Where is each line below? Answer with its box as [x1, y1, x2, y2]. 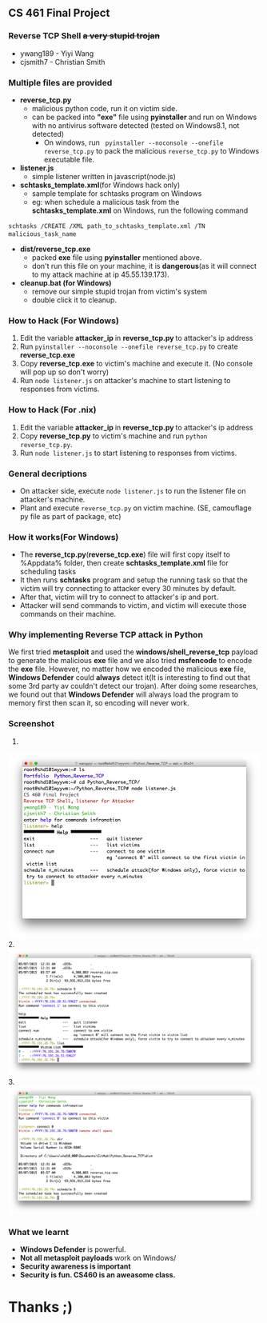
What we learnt [8, 1226, 70, 1237]
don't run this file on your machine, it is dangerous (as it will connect [31, 261, 257, 270]
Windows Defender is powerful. [19, 1245, 126, 1254]
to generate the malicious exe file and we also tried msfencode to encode [8, 656, 253, 665]
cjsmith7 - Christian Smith [19, 57, 106, 66]
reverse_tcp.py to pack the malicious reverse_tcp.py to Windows [43, 146, 260, 155]
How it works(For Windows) [8, 531, 119, 542]
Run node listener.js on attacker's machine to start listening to [19, 376, 231, 386]
